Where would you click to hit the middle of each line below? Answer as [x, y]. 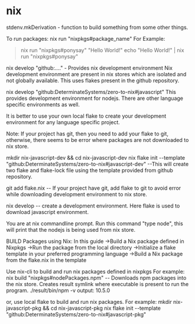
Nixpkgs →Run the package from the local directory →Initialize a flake [91, 247]
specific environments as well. [43, 104]
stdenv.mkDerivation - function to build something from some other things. [97, 27]
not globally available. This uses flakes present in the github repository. [93, 80]
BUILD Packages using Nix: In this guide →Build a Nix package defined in [95, 241]
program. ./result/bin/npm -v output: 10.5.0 [58, 290]
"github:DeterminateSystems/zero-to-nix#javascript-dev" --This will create [97, 164]
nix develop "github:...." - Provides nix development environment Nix [90, 68]
